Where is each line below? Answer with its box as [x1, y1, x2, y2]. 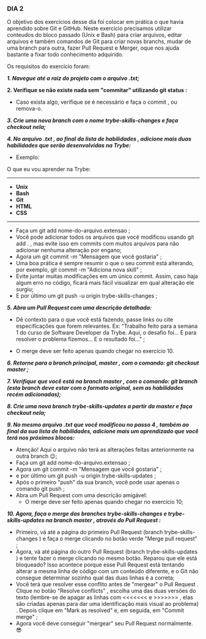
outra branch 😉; [15, 452, 57, 460]
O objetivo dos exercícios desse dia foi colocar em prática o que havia [7, 18, 184, 26]
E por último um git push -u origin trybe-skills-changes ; [15, 292, 158, 300]
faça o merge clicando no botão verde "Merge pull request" [47, 535, 197, 543]
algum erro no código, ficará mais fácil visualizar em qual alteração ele [15, 279, 194, 287]
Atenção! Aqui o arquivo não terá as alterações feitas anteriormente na [15, 446, 194, 454]
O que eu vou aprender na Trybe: [7, 166, 91, 173]
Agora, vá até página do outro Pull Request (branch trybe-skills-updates [15, 548, 198, 556]
